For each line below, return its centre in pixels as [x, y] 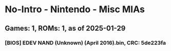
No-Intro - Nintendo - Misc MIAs [75, 9]
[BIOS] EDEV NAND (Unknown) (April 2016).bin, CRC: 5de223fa [85, 43]
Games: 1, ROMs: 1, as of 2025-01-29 [65, 28]
